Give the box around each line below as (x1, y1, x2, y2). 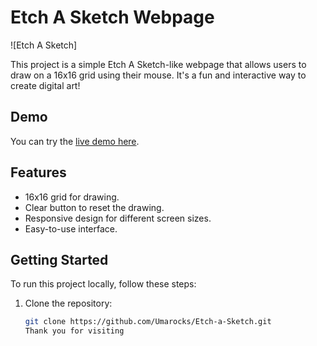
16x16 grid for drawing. (24, 191, 120, 203)
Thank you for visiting (24, 326, 125, 336)
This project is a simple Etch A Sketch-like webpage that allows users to (10, 58, 307, 70)
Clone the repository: (24, 297, 113, 310)
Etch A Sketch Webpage (10, 6, 215, 29)
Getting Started (10, 251, 109, 268)
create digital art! (10, 79, 81, 91)
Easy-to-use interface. (24, 222, 118, 235)
